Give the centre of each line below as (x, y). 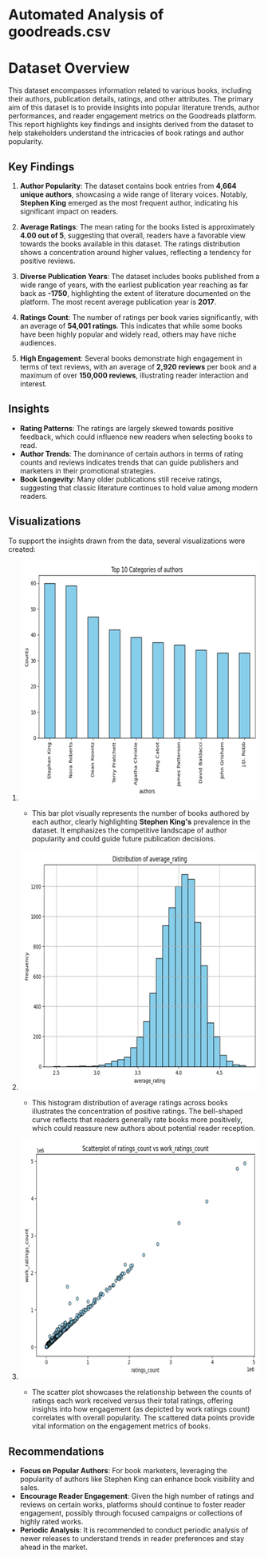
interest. (33, 384)
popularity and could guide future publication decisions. (124, 838)
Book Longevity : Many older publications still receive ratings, (121, 479)
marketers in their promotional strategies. (88, 470)
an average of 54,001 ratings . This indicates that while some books (131, 326)
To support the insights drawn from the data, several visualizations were (127, 541)
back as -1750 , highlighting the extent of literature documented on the (135, 293)
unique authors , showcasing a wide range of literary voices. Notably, (134, 194)
